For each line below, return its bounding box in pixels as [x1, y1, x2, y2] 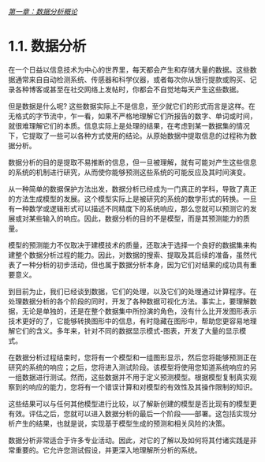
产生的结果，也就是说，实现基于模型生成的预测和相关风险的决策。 [14, 419, 230, 428]
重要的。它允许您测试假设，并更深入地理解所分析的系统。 [14, 445, 202, 455]
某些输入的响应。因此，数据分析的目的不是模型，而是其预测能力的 [28, 214, 243, 223]
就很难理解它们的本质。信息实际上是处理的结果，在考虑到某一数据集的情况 [8, 121, 250, 130]
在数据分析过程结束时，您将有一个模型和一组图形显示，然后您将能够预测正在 [8, 352, 257, 362]
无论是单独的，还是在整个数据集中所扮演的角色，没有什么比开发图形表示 [21, 306, 257, 315]
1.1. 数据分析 [8, 38, 87, 55]
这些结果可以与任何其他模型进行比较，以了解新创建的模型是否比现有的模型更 [8, 399, 257, 408]
